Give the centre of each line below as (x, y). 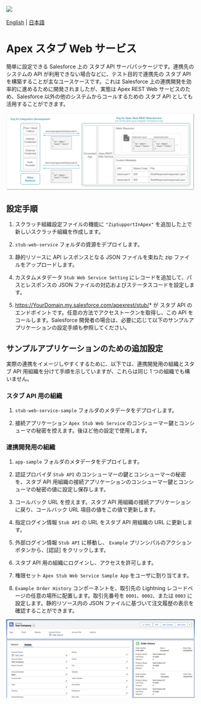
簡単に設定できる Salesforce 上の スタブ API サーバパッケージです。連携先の (100, 67)
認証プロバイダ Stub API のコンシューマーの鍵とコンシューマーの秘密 (100, 474)
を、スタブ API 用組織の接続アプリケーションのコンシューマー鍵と (96, 482)
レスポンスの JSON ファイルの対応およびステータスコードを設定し (107, 285)
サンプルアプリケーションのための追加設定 (85, 348)
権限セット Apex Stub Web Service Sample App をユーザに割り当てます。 (103, 575)
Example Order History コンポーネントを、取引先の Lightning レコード (101, 588)
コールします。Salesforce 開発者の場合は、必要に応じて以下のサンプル (102, 320)
